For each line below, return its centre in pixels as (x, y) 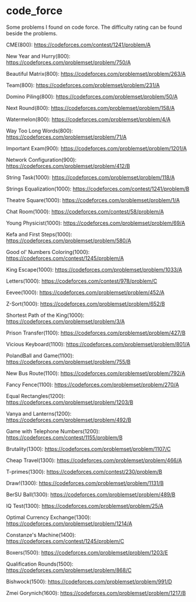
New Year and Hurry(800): (38, 56)
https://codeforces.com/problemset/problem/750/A (69, 62)
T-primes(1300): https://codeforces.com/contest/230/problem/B (84, 471)
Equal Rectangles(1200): (36, 396)
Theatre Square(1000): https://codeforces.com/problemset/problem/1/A (93, 200)
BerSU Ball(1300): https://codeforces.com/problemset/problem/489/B (91, 494)
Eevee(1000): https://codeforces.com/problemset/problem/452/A (85, 292)
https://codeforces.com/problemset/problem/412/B (68, 166)
